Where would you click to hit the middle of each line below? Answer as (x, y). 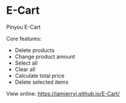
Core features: (24, 38)
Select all (26, 63)
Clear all (25, 69)
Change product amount (45, 56)
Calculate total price (39, 75)
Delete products (35, 50)
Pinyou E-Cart (23, 27)
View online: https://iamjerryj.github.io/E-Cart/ (63, 93)
